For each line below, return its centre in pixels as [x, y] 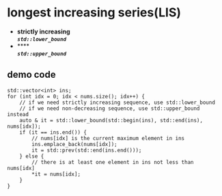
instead [18, 114]
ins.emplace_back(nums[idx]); [74, 144]
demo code [31, 75]
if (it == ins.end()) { [53, 132]
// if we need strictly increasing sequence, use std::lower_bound [117, 102]
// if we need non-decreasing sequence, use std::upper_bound [110, 108]
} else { [32, 156]
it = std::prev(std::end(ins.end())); [87, 150]
